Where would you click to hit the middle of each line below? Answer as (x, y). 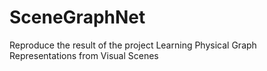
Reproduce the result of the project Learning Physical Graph (133, 45)
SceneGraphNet (77, 17)
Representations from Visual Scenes (84, 55)
